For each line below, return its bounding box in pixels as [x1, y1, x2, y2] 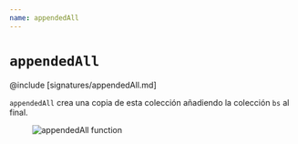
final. [9, 107, 29, 118]
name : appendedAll [9, 13, 79, 23]
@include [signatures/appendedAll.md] [9, 79, 157, 90]
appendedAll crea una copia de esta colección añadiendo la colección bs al [9, 97, 290, 108]
